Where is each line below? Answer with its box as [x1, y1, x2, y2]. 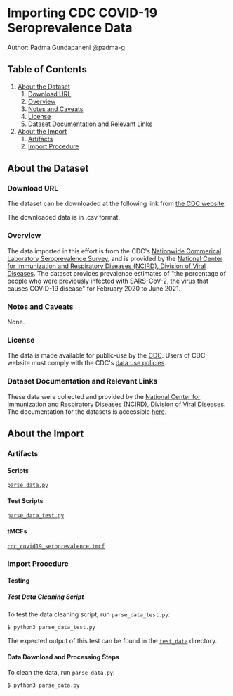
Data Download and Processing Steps [7, 652, 119, 661]
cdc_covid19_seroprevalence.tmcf [7, 543, 105, 550]
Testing [7, 576, 30, 585]
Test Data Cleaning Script [7, 593, 84, 601]
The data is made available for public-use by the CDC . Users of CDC [7, 351, 206, 360]
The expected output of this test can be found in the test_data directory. [7, 636, 218, 645]
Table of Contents [7, 63, 88, 75]
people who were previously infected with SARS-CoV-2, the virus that [7, 277, 209, 285]
